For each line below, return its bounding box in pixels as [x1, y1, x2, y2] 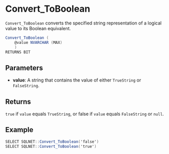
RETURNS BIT [5, 49, 31, 55]
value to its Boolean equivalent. [5, 25, 71, 31]
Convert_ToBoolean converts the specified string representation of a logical [5, 20, 162, 26]
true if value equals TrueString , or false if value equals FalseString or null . [5, 111, 164, 117]
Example [5, 125, 34, 134]
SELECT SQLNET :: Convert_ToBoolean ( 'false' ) [5, 139, 99, 144]
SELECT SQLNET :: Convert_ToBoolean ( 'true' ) [5, 144, 97, 149]
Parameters [5, 63, 43, 72]
